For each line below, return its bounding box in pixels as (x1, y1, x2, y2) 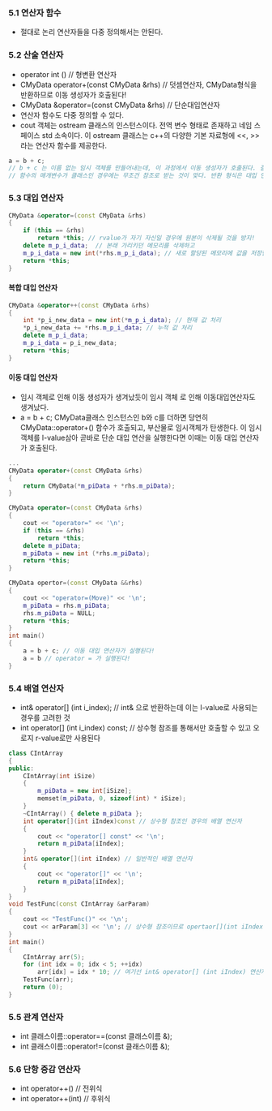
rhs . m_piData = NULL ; (23, 609, 96, 618)
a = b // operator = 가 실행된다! (23, 654, 131, 662)
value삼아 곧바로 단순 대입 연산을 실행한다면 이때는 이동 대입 (47, 433, 238, 442)
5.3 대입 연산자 (8, 192, 64, 204)
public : (8, 764, 35, 773)
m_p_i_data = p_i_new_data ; (23, 339, 117, 347)
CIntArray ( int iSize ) (23, 772, 96, 780)
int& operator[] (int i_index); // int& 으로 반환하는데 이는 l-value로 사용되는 (19, 702, 258, 712)
